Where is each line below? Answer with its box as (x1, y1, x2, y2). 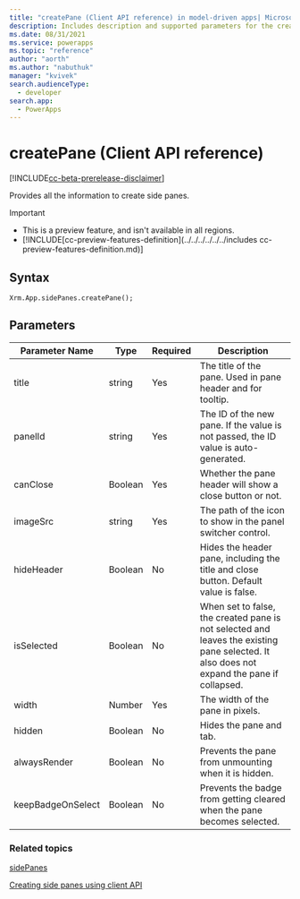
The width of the (199, 693, 270, 706)
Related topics (9, 842, 73, 854)
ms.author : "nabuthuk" (9, 64, 94, 73)
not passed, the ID (199, 430, 277, 442)
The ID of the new (199, 407, 275, 420)
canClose (13, 478, 54, 491)
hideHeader (13, 563, 63, 576)
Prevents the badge (199, 781, 283, 793)
